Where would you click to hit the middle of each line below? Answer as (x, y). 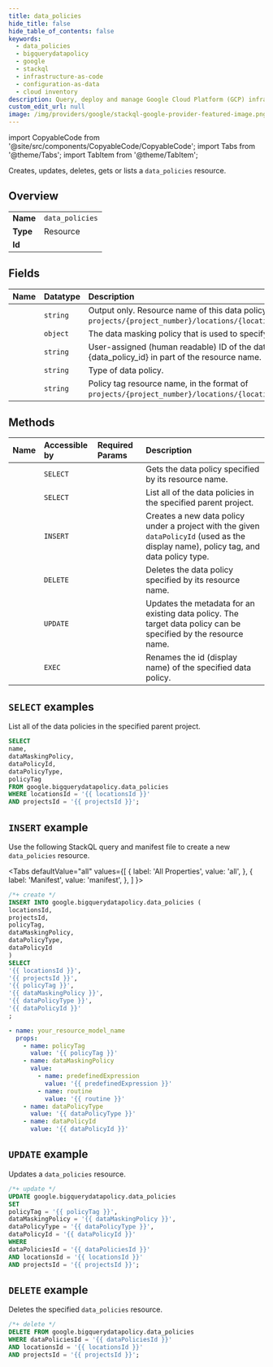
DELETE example (48, 1290)
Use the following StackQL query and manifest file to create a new (119, 847)
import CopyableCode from (54, 138)
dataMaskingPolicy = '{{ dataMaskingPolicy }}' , (92, 1219)
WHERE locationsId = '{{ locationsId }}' (80, 795)
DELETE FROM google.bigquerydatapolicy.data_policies (102, 1332)
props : (27, 1038)
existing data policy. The (192, 614)
